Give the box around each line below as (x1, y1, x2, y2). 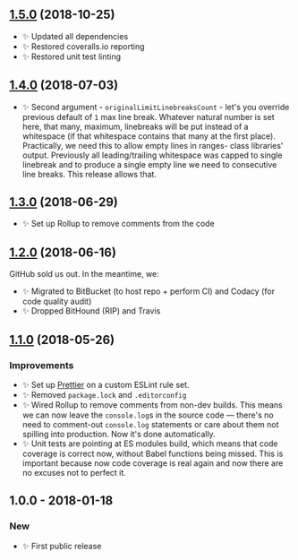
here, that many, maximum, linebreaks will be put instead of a (21, 121, 249, 132)
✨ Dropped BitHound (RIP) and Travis (21, 306, 161, 316)
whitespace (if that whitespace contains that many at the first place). (21, 130, 276, 142)
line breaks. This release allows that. (21, 168, 157, 179)
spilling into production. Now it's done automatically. (21, 428, 217, 439)
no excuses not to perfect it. (21, 467, 127, 478)
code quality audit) (21, 296, 92, 307)
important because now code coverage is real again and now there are (21, 457, 284, 469)
